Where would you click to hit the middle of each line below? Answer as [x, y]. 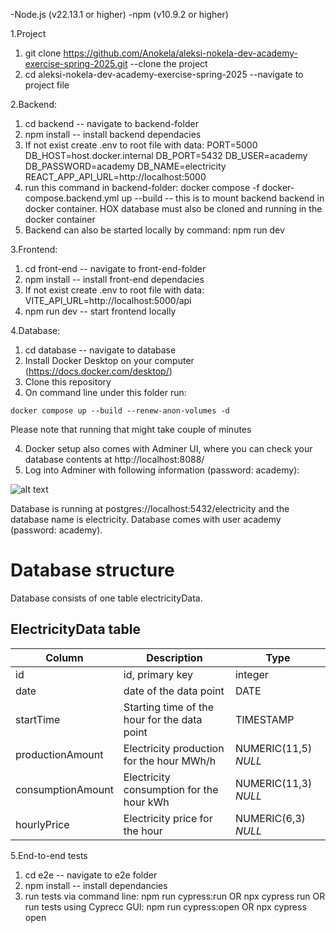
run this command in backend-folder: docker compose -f [142, 187]
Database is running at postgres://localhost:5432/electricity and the [150, 508]
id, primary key [158, 674]
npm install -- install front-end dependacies [114, 279]
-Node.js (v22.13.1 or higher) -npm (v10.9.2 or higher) [119, 14]
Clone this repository [68, 382]
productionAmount [59, 754]
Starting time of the [168, 707]
